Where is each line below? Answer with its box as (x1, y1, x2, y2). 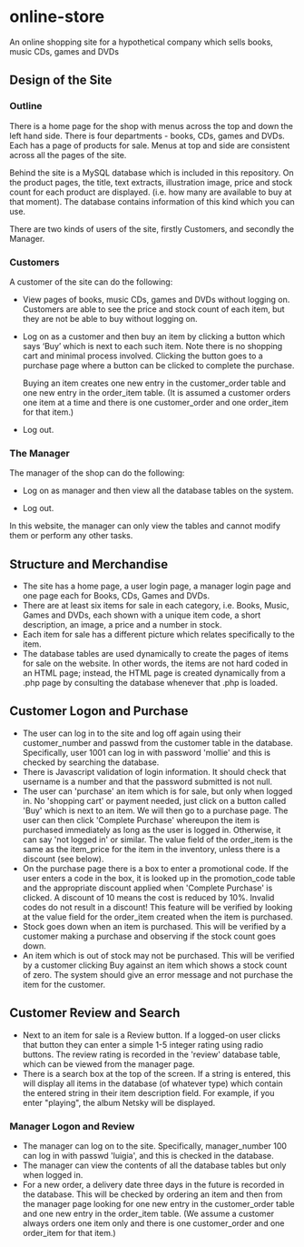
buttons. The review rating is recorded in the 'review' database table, (22, 1049, 281, 1060)
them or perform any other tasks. (9, 530, 133, 541)
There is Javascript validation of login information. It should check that (22, 766, 287, 777)
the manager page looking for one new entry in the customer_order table (22, 1198, 295, 1209)
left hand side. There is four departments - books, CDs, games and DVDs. (9, 130, 286, 141)
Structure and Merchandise (9, 557, 169, 572)
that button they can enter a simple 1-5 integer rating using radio (22, 1039, 264, 1050)
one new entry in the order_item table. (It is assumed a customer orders (22, 387, 291, 397)
